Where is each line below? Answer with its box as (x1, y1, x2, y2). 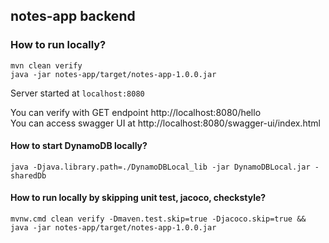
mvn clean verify (10, 60, 83, 71)
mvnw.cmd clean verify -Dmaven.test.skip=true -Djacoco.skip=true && (10, 214, 307, 224)
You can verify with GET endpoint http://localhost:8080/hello (10, 106, 262, 118)
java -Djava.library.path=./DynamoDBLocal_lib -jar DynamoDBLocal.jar (10, 162, 311, 172)
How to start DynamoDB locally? (10, 140, 148, 152)
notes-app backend (10, 8, 136, 25)
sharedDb (10, 170, 47, 181)
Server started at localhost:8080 (10, 87, 145, 99)
